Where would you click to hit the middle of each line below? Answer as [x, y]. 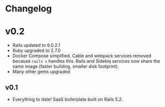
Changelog [28, 9]
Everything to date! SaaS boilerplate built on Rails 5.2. [68, 99]
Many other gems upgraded [41, 72]
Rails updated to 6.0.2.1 [36, 45]
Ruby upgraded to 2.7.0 [36, 51]
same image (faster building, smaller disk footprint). [65, 66]
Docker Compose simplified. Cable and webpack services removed [82, 56]
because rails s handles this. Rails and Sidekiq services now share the [86, 61]
